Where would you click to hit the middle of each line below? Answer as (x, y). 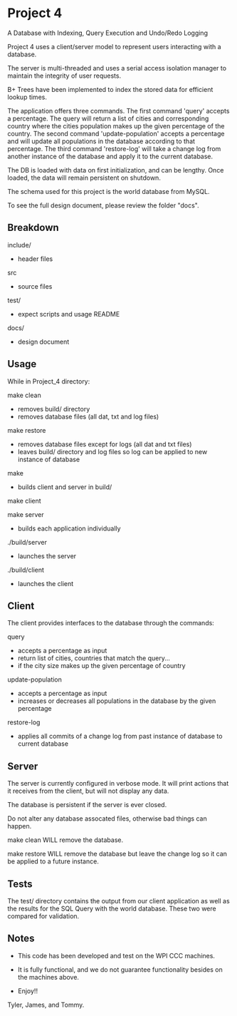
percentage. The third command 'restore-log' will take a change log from (114, 148)
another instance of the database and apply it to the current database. (110, 156)
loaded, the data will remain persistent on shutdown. (84, 178)
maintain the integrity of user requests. (64, 76)
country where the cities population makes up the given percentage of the (116, 125)
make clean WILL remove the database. (65, 840)
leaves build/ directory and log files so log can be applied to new (112, 451)
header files (35, 259)
